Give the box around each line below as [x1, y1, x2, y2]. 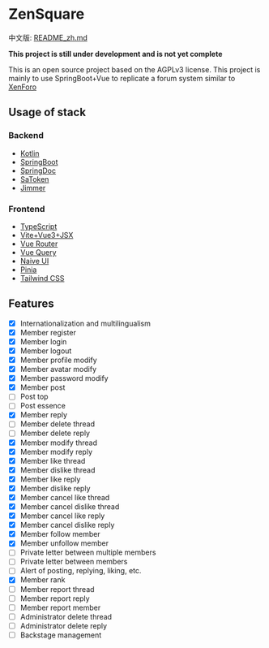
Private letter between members [19, 557, 128, 567]
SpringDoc [19, 166, 57, 175]
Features [8, 297, 54, 311]
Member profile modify [19, 355, 97, 365]
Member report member [19, 603, 101, 612]
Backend [8, 130, 45, 141]
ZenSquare [8, 5, 85, 24]
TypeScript [19, 221, 58, 231]
